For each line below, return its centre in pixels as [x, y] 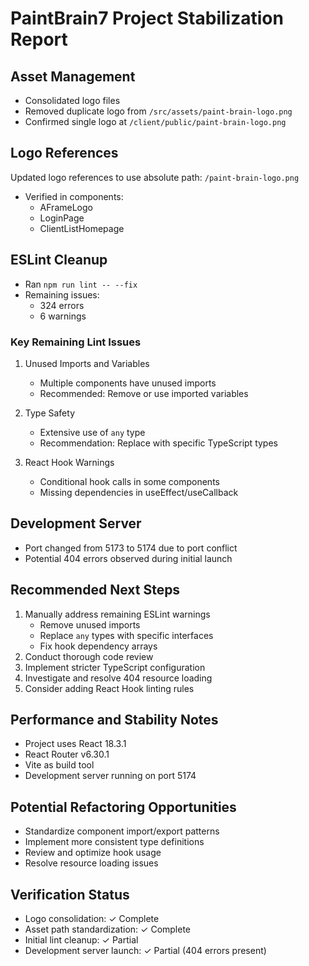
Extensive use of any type [92, 432]
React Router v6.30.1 [67, 754]
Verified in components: [74, 196]
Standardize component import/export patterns [122, 831]
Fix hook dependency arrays [98, 646]
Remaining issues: [62, 294]
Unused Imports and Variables [87, 363]
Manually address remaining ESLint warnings [117, 614]
